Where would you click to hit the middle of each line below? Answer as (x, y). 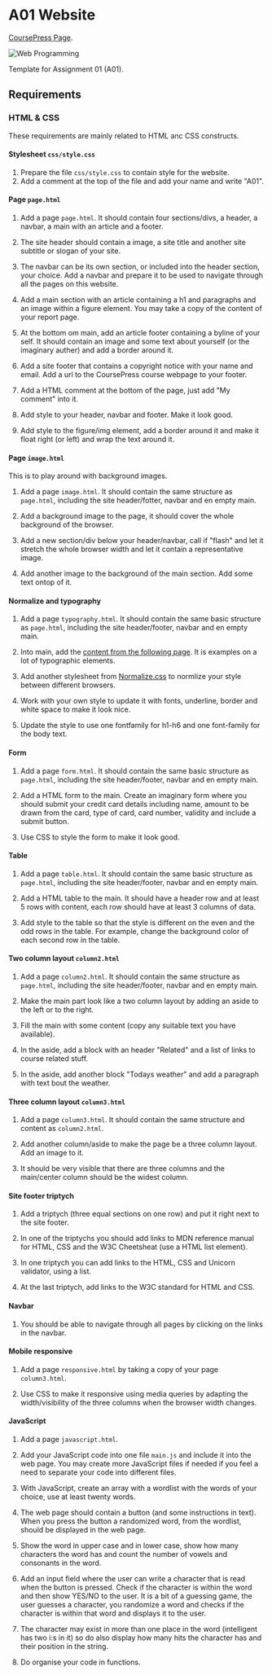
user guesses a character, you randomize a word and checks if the (132, 1605)
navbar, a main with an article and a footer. (92, 226)
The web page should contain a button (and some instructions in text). (138, 1513)
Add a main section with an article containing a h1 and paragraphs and (138, 300)
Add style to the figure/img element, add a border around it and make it (139, 431)
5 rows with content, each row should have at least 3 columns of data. (138, 906)
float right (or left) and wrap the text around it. (97, 439)
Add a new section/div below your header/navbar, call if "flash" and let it (142, 541)
